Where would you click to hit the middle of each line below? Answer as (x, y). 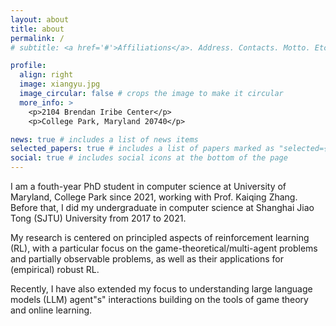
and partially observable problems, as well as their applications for (147, 259)
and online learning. (51, 310)
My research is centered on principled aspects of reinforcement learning (160, 237)
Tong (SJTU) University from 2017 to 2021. (98, 218)
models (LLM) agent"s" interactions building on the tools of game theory (159, 299)
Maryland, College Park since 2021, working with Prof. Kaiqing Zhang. (154, 197)
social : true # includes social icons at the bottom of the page (149, 158)
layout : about (40, 19)
